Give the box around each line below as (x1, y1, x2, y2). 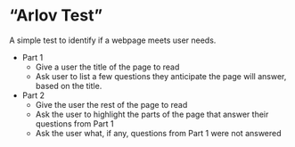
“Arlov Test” (9, 5, 103, 26)
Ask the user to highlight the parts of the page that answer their (35, 109, 269, 119)
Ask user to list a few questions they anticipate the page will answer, (35, 70, 287, 81)
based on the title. (35, 80, 102, 91)
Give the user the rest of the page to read (35, 99, 188, 110)
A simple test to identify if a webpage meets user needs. (9, 35, 217, 45)
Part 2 (21, 90, 45, 101)
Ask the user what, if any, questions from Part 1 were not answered (35, 127, 283, 138)
